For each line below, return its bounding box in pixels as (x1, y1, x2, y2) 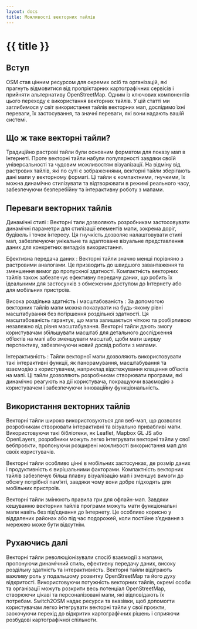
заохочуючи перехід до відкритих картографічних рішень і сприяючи (6, 610, 180, 617)
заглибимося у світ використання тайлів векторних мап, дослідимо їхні (6, 104, 185, 111)
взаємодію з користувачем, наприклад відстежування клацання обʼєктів (6, 365, 189, 372)
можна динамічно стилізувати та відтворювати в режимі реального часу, (6, 180, 191, 187)
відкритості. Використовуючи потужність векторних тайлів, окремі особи (6, 578, 191, 585)
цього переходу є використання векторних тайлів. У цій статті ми (6, 97, 170, 104)
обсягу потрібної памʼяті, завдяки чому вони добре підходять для (6, 478, 171, 485)
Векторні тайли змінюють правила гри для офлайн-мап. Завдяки (6, 495, 169, 503)
